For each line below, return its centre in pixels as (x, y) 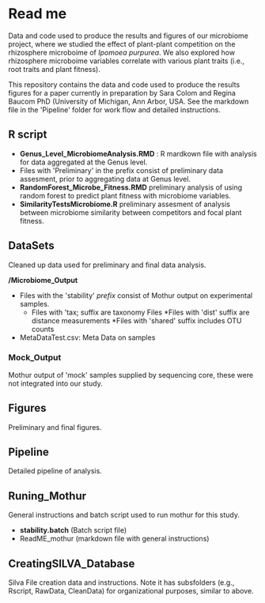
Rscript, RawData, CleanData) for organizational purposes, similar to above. (131, 591)
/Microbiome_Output (43, 280)
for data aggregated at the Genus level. (83, 162)
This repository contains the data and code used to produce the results (124, 85)
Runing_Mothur (47, 496)
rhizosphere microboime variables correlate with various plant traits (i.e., (127, 61)
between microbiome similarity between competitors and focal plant (131, 212)
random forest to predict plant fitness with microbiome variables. (125, 195)
